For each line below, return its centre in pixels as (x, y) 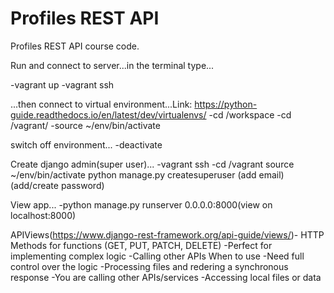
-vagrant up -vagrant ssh (62, 84)
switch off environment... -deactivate (86, 144)
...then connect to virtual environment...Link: (101, 104)
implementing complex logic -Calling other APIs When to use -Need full (157, 256)
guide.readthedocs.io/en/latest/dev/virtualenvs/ (108, 114)
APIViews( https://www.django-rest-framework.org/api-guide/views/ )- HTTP (167, 234)
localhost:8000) (43, 215)
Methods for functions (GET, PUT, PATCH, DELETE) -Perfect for (141, 245)
